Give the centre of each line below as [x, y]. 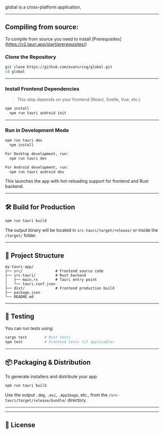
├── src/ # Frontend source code [54, 271]
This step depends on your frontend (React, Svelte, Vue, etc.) [79, 100]
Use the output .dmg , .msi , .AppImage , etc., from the [56, 395]
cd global [15, 71]
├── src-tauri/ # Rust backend [46, 275]
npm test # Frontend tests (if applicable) [60, 342]
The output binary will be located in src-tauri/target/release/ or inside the [82, 230]
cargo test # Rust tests [38, 337]
